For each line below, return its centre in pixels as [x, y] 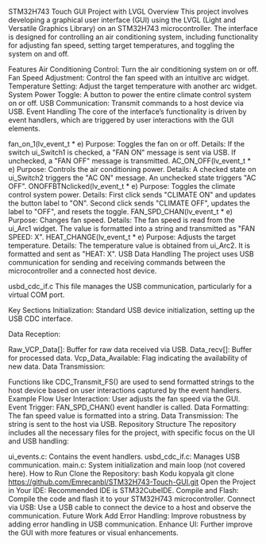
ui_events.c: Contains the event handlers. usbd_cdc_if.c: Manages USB [124, 456]
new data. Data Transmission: [57, 366]
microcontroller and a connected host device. [83, 271]
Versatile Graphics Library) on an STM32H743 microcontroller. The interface [133, 28]
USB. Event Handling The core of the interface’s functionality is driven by [127, 112]
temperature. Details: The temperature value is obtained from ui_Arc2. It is [129, 245]
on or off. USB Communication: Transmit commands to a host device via [126, 103]
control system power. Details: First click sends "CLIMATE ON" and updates [132, 195]
